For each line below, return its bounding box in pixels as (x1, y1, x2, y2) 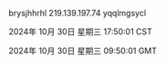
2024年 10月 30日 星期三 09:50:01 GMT (8, 45, 157, 56)
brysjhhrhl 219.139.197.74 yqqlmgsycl (8, 8, 147, 18)
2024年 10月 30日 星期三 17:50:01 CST (8, 26, 152, 37)
